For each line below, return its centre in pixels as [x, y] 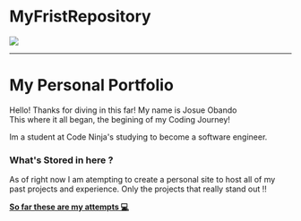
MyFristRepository [80, 17]
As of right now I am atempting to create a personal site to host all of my [142, 180]
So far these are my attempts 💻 [69, 207]
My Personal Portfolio [92, 85]
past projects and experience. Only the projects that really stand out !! [138, 189]
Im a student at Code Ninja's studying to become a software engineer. [138, 137]
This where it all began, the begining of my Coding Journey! [120, 119]
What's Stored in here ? [61, 160]
